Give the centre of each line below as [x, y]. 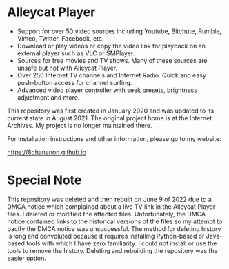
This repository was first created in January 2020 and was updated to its [111, 111]
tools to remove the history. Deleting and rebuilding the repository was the [113, 250]
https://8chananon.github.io [47, 152]
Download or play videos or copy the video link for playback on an [111, 46]
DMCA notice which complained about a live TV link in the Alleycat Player [111, 206]
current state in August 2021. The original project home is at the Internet [110, 118]
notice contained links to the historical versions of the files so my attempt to [115, 221]
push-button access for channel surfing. [74, 82]
